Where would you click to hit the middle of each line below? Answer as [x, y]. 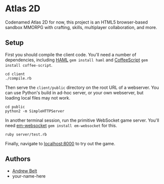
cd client [15, 74]
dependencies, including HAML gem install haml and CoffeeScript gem [77, 60]
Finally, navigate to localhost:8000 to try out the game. [60, 143]
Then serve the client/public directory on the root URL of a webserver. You [82, 87]
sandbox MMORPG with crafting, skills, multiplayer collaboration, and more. [81, 27]
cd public [15, 107]
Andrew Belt [25, 171]
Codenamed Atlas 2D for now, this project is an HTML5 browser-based [77, 22]
